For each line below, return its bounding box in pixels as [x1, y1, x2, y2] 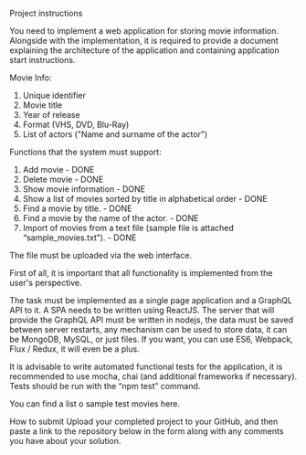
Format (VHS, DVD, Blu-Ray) [22, 119, 130, 130]
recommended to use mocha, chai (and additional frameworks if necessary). [9, 371, 298, 382]
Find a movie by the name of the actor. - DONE [22, 213, 199, 223]
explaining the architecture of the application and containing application [9, 45, 280, 56]
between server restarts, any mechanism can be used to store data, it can [9, 324, 288, 334]
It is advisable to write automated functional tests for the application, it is [9, 361, 283, 372]
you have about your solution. [9, 436, 121, 446]
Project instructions [9, 8, 83, 18]
